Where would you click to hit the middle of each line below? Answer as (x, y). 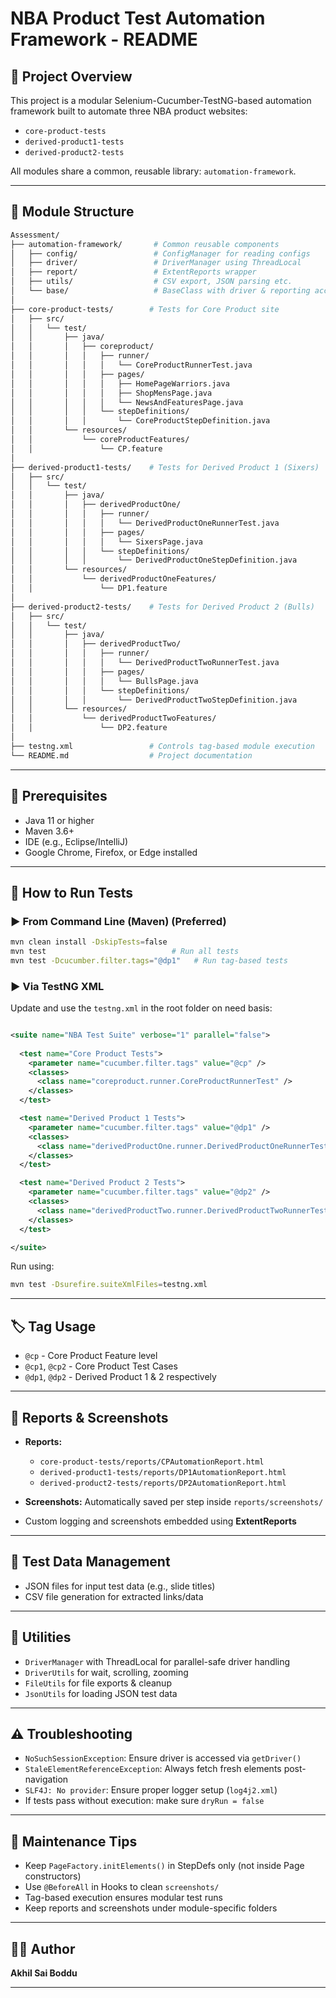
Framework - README (104, 39)
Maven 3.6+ (49, 831)
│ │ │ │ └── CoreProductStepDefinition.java (140, 421)
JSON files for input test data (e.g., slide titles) (120, 1586)
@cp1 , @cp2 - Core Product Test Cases (101, 1366)
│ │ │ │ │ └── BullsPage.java (104, 681)
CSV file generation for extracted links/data (114, 1596)
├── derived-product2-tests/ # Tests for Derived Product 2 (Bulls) (162, 607)
